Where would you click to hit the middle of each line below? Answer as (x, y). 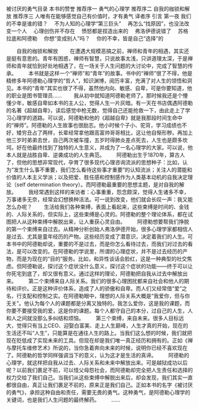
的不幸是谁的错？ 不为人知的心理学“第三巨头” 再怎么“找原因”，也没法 (95, 23)
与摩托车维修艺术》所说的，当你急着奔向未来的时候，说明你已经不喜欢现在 (97, 348)
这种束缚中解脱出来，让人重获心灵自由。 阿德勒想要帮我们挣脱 (108, 222)
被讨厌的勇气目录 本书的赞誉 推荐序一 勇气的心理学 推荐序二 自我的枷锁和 (95, 9)
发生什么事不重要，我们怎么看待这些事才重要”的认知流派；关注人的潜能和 (103, 170)
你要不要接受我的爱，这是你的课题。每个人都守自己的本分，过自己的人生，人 (99, 311)
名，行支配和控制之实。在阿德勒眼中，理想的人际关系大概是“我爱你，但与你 (98, 296)
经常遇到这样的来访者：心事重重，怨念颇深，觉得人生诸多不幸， (111, 192)
